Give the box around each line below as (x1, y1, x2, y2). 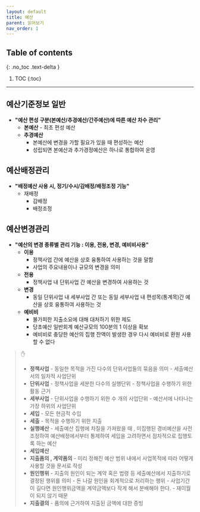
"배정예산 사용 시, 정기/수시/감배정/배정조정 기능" (14, 182, 130, 189)
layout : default (6, 8, 46, 15)
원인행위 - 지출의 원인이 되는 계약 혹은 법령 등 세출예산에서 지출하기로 (29, 470, 191, 477)
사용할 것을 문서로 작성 (29, 462, 83, 469)
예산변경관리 (6, 224, 49, 234)
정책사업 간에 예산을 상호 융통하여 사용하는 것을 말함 (32, 256, 154, 263)
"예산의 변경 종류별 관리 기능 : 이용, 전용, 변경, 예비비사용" (14, 241, 149, 248)
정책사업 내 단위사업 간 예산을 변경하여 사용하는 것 (32, 278, 149, 286)
